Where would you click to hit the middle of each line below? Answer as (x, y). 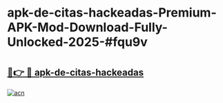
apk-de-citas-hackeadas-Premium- (112, 13)
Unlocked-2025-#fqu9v (78, 42)
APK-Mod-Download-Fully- (87, 27)
